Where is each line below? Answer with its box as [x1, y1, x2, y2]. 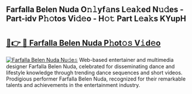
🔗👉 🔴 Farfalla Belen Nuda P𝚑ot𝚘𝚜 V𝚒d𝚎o [6, 38, 161, 48]
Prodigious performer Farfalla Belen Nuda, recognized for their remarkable [6, 75, 186, 82]
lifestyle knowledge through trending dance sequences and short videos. [6, 69, 183, 76]
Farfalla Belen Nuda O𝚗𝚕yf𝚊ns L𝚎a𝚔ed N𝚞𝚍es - [6, 5, 184, 15]
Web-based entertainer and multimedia [78, 57, 174, 63]
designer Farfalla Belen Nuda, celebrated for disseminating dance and [6, 63, 175, 69]
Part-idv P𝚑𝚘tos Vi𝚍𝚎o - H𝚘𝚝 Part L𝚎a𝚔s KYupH [6, 14, 186, 24]
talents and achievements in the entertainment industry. [6, 82, 140, 88]
